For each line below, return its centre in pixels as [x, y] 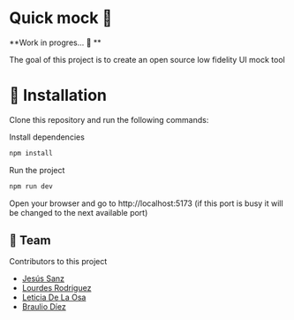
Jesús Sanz [43, 278]
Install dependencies [47, 137]
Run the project [37, 170]
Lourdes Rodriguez [57, 288]
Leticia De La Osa [54, 297]
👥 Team [30, 241]
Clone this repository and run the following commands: [109, 119]
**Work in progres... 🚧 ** [55, 42]
